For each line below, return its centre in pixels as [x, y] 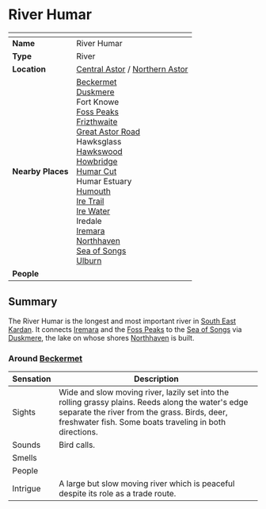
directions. [78, 432]
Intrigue [27, 488]
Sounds [27, 445]
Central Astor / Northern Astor [132, 69]
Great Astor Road [108, 131]
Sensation [32, 379]
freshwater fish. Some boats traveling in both [142, 422]
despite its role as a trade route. [118, 494]
